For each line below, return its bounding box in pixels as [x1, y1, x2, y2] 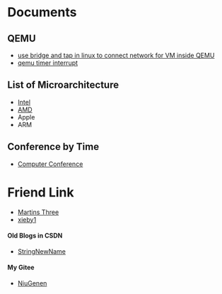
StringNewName [17, 247, 66, 255]
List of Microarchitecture [7, 79, 119, 91]
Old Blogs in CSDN [7, 231, 63, 240]
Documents [7, 4, 77, 20]
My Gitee [7, 263, 35, 272]
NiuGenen [17, 278, 47, 287]
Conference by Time [7, 141, 100, 153]
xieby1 [17, 215, 37, 223]
